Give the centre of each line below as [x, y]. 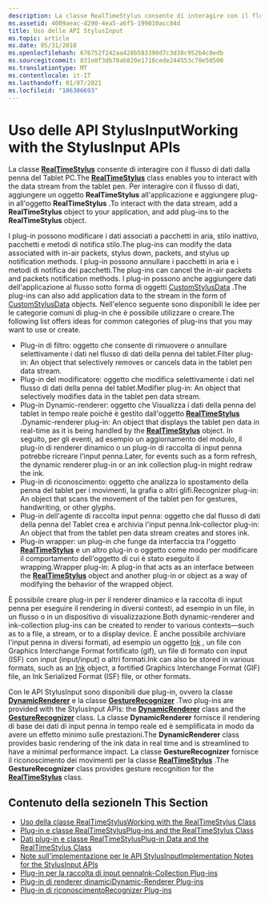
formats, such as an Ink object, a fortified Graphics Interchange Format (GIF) [134, 668]
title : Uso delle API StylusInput [66, 31]
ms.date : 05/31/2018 [43, 46]
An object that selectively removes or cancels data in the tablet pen [141, 363]
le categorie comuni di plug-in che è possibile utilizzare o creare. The [121, 313]
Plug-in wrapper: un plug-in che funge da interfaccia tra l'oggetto [128, 542]
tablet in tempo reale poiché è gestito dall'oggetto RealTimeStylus [130, 413]
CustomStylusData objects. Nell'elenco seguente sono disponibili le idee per [134, 304]
